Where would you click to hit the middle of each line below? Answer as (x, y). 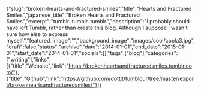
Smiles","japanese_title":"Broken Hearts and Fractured (73, 15)
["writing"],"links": (28, 60)
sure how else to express (37, 34)
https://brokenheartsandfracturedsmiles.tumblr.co (130, 66)
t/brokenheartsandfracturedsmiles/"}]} (54, 85)
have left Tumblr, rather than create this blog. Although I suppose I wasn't (97, 28)
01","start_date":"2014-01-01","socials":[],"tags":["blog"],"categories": (92, 53)
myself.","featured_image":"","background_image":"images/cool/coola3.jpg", (100, 40)
